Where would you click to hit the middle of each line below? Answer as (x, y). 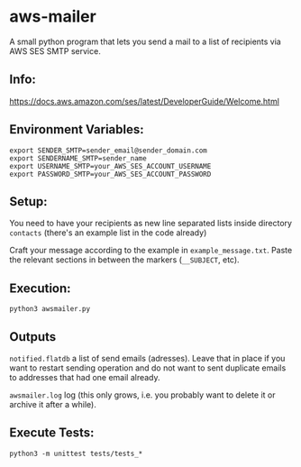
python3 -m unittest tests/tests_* (76, 453)
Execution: (40, 288)
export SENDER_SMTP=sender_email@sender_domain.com (108, 151)
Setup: (28, 201)
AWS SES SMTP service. (55, 50)
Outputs (33, 337)
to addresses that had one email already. (85, 377)
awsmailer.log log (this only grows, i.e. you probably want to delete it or (142, 395)
